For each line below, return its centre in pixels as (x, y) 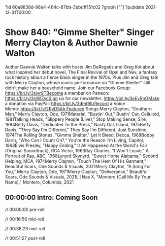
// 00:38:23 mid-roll (25, 228)
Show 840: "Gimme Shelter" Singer (80, 32)
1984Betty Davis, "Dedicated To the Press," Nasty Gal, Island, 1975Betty (78, 124)
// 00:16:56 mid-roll (25, 219)
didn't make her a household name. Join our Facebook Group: (68, 88)
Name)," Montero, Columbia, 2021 (39, 182)
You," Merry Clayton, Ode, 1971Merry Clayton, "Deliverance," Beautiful (76, 172)
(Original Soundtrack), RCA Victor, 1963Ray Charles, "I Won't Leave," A (77, 150)
